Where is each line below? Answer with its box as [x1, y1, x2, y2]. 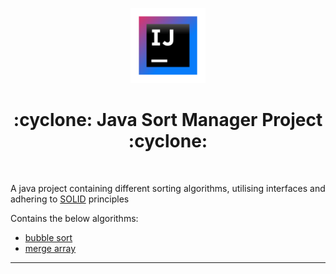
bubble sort [24, 231, 73, 243]
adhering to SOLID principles [10, 193, 130, 205]
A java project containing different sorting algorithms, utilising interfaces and [10, 182, 326, 194]
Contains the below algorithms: [10, 212, 139, 224]
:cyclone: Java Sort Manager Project [13, 109, 323, 132]
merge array [24, 242, 77, 254]
